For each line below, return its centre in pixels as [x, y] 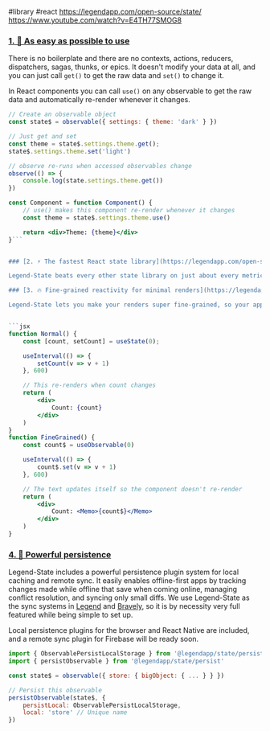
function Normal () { [43, 334]
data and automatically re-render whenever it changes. [99, 100]
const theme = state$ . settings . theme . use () [97, 218]
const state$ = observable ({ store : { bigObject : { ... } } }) [117, 676]
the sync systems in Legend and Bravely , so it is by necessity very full [124, 606]
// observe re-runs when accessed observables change [100, 166]
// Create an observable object [62, 115]
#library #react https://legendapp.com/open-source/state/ [105, 12]
